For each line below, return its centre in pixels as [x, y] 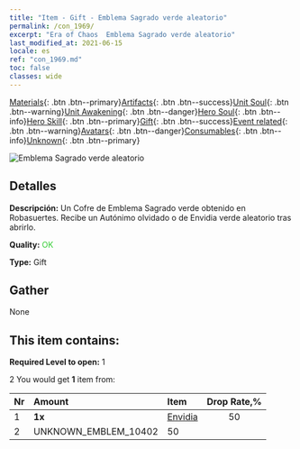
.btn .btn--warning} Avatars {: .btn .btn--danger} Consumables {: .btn [134, 131]
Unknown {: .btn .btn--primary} [83, 140]
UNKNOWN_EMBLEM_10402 [96, 432]
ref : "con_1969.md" [46, 60]
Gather [29, 290]
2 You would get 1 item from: [62, 380]
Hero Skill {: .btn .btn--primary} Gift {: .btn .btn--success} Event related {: [157, 121]
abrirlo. [23, 227]
